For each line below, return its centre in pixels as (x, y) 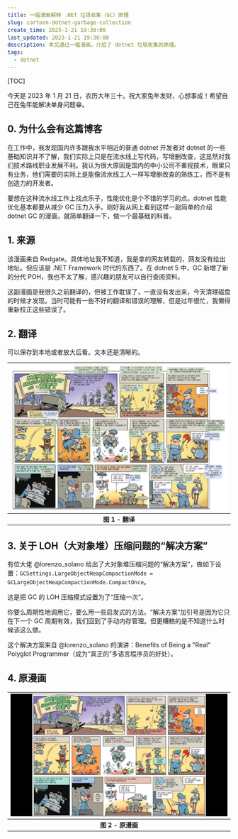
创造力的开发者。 (32, 183)
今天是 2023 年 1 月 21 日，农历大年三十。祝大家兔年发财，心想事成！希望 (115, 95)
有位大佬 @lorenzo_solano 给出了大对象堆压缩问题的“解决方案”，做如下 (111, 564)
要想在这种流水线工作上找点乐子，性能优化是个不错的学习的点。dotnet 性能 (117, 198)
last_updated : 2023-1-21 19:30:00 (58, 38)
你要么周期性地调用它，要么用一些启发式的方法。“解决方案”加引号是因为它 (116, 612)
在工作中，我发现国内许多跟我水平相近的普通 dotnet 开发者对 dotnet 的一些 (117, 147)
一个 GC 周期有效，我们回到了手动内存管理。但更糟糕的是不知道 (113, 620)
